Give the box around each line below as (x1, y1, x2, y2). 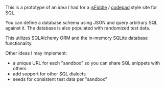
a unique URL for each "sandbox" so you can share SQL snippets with (12, 60, 160, 66)
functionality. (5, 40, 33, 46)
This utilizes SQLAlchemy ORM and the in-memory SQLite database (5, 35, 148, 41)
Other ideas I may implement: (5, 50, 67, 56)
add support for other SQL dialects (12, 71, 86, 77)
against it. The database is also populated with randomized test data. (5, 25, 151, 31)
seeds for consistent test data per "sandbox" (12, 76, 107, 82)
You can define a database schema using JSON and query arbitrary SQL (5, 20, 158, 25)
